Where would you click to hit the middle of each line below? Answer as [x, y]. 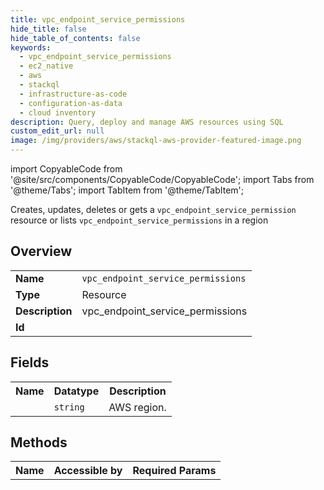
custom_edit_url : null [57, 131]
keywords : [31, 47]
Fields [30, 362]
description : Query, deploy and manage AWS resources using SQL [147, 122]
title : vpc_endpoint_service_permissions [98, 19]
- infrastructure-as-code [73, 94]
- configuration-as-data [71, 103]
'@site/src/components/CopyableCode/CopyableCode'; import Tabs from [162, 179]
